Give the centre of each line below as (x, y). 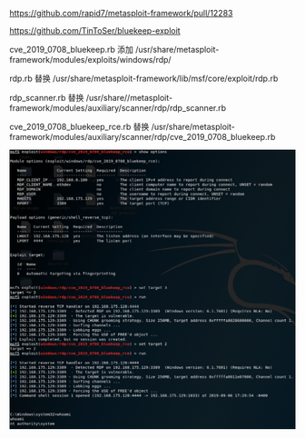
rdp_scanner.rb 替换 (47, 98)
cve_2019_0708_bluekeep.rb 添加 (72, 50)
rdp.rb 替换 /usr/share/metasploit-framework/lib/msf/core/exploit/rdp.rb (144, 78)
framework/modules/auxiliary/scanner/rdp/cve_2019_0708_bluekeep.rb (143, 137)
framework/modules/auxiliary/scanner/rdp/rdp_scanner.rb (118, 108)
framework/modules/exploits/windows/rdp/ (90, 60)
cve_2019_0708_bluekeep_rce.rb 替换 (79, 127)
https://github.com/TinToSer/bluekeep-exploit (95, 30)
